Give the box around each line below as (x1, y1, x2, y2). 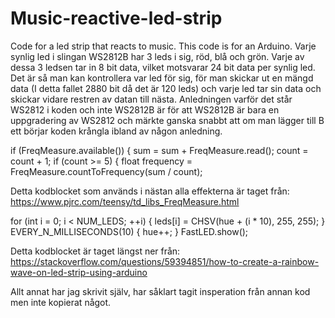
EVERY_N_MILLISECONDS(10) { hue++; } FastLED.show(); (10, 225, 249, 237)
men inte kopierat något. (10, 296, 112, 308)
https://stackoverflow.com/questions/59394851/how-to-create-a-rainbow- (10, 255, 320, 267)
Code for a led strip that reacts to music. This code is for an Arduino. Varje (10, 40, 317, 52)
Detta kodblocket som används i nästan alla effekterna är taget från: (10, 185, 290, 197)
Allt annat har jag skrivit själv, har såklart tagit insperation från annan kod (10, 285, 311, 297)
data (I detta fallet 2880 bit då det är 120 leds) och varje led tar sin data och (10, 82, 322, 94)
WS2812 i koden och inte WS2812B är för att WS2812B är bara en (10, 103, 280, 116)
